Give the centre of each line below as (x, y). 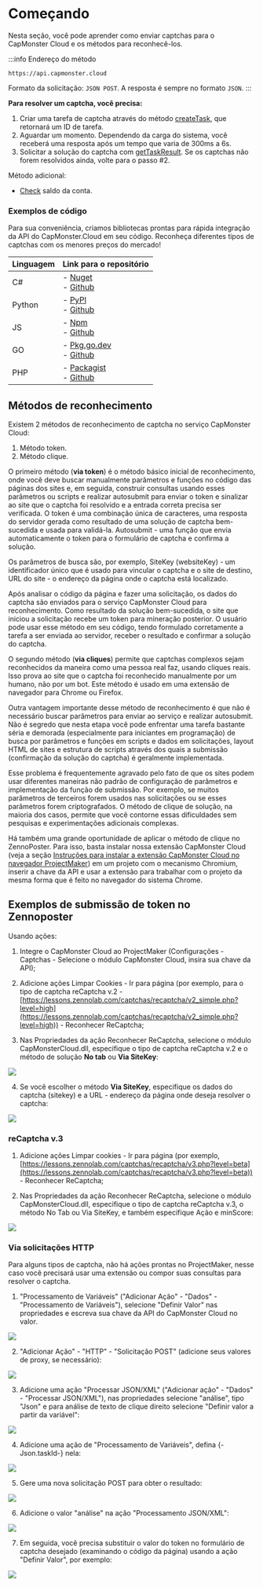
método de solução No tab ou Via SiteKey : (89, 1057)
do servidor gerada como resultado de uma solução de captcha (111, 522)
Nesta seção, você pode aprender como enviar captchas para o (111, 35)
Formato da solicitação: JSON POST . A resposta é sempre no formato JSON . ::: (130, 88)
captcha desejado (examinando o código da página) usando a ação (128, 1552)
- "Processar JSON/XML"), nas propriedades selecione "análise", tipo (132, 1398)
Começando (49, 14)
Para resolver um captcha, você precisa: (75, 103)
